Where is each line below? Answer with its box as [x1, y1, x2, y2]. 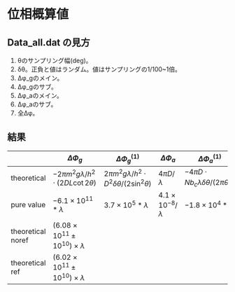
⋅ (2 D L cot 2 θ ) [52, 178, 97, 188]
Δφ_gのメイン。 [17, 74, 64, 82]
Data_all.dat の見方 [7, 36, 91, 48]
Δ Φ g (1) [115, 152, 140, 165]
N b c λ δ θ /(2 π [184, 177, 225, 188]
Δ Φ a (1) [198, 152, 222, 165]
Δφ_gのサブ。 [17, 83, 57, 91]
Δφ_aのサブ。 [17, 100, 57, 109]
